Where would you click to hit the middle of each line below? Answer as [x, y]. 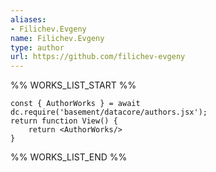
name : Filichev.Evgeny [57, 38]
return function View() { [64, 121]
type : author [37, 47]
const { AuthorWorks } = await [75, 104]
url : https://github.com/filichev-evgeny [98, 57]
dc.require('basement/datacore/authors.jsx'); [109, 112]
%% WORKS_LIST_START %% [73, 85]
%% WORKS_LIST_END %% [69, 157]
